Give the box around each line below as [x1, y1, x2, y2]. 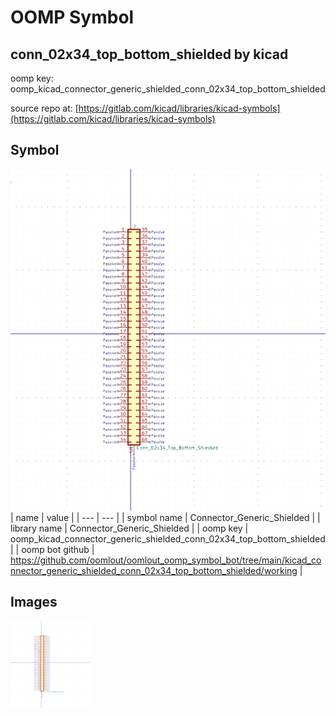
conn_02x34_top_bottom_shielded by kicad [10, 46, 289, 63]
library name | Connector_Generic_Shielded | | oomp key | [10, 522, 249, 534]
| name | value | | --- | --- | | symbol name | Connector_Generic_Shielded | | [10, 511, 321, 523]
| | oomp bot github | [10, 543, 95, 555]
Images [10, 594, 58, 611]
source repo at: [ [10, 102, 79, 114]
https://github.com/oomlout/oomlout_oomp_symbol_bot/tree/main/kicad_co [10, 554, 322, 566]
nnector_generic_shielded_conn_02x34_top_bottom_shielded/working [10, 564, 298, 576]
